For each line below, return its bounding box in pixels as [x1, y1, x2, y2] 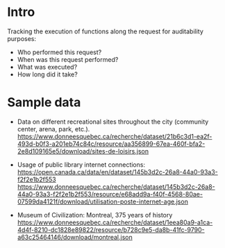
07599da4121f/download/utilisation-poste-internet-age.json [17, 197, 189, 206]
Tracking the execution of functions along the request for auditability [7, 27, 203, 35]
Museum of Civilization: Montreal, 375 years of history [17, 210, 173, 219]
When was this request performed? [17, 55, 119, 63]
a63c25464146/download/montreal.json [17, 233, 133, 241]
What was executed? [17, 63, 78, 71]
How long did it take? [17, 70, 78, 78]
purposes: [7, 34, 37, 42]
